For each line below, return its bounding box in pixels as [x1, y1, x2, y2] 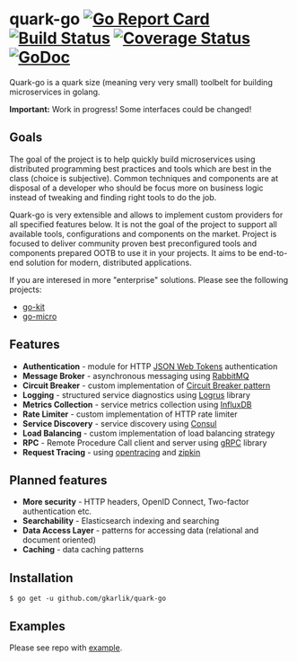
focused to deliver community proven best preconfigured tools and [9, 238, 258, 249]
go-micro [22, 311, 57, 322]
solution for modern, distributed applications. [25, 257, 193, 268]
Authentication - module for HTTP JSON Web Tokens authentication [22, 360, 278, 372]
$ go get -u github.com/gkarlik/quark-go [9, 594, 167, 604]
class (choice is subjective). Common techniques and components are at [9, 172, 279, 183]
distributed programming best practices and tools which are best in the [9, 163, 272, 174]
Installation [9, 570, 74, 586]
